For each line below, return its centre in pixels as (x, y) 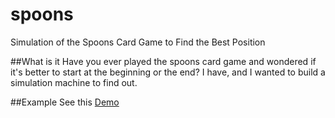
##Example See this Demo (65, 102)
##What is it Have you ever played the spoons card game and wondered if (163, 61)
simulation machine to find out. (74, 82)
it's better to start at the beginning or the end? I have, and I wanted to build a (168, 72)
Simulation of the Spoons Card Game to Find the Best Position (138, 42)
